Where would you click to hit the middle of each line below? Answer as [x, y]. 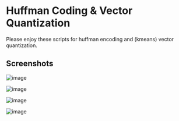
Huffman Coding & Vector [69, 11]
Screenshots [30, 64]
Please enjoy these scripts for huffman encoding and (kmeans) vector [90, 39]
